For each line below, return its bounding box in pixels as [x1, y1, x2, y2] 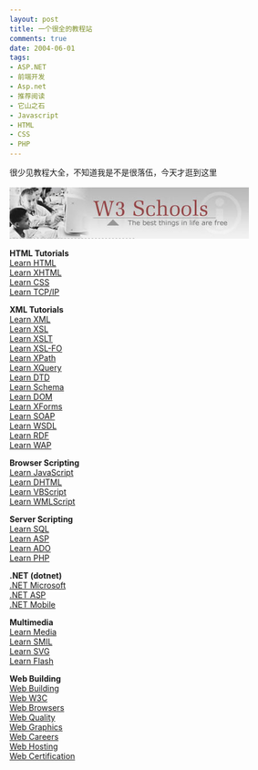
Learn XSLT [9, 334, 53, 344]
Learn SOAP [9, 411, 56, 421]
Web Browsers [9, 703, 65, 713]
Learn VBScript [9, 487, 67, 497]
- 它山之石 [9, 101, 46, 110]
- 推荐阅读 [9, 91, 46, 100]
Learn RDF [9, 430, 50, 441]
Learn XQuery [9, 363, 62, 373]
